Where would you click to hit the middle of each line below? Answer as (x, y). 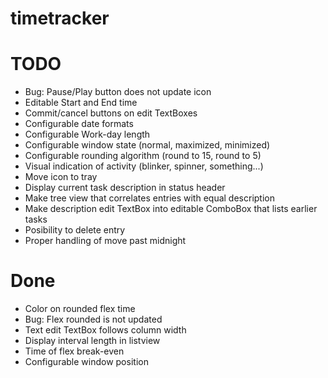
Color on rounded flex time (80, 309)
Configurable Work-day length (87, 134)
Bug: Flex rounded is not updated (93, 319)
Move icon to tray (61, 177)
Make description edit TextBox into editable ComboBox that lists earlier (171, 209)
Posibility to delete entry (75, 230)
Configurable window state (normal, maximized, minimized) (147, 145)
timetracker (60, 18)
